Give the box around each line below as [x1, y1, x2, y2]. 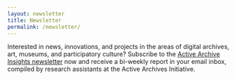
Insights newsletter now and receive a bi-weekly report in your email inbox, [7, 58, 227, 66]
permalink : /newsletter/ [7, 23, 81, 30]
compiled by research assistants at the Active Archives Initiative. [7, 65, 196, 74]
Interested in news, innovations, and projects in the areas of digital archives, [7, 43, 230, 51]
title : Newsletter [7, 17, 62, 24]
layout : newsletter [7, 10, 65, 18]
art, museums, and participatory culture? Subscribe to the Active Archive [7, 50, 220, 58]
